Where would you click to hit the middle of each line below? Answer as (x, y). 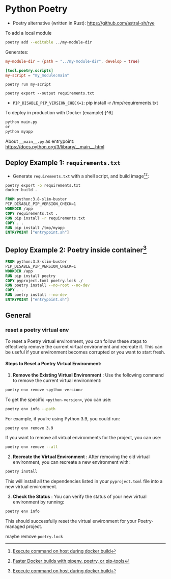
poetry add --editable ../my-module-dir (49, 42)
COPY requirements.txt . (32, 213)
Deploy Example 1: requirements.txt (63, 163)
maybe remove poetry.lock (34, 537)
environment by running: (38, 502)
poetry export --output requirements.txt (50, 93)
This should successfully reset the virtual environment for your (71, 521)
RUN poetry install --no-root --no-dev (48, 285)
